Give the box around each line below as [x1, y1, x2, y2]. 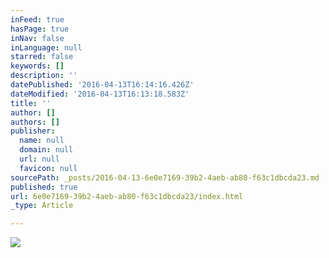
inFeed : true [10, 14, 65, 25]
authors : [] [10, 117, 60, 127]
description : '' [10, 71, 78, 81]
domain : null [19, 145, 74, 155]
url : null [19, 154, 60, 164]
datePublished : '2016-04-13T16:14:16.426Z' [10, 80, 195, 90]
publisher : [10, 126, 56, 136]
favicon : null [19, 163, 78, 173]
